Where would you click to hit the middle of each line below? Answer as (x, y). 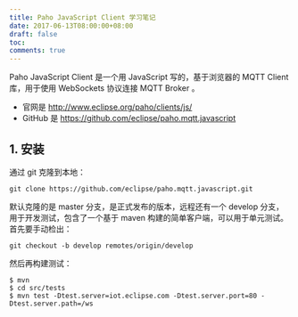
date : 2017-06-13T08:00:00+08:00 (71, 26)
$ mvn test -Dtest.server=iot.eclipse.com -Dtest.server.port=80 (133, 296)
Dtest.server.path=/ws (51, 304)
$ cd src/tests (37, 288)
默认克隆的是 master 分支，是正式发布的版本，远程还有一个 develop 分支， (146, 207)
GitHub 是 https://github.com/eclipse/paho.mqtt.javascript (129, 118)
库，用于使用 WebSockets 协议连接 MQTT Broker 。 (104, 88)
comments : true (37, 51)
